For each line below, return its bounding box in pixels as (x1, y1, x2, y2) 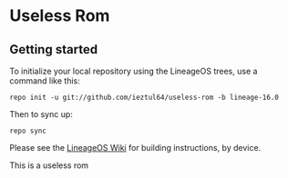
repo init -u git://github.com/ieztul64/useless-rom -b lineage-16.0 (9, 93, 280, 102)
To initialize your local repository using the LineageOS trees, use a (9, 65, 258, 76)
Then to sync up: (9, 109, 73, 119)
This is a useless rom (9, 160, 89, 171)
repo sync (9, 126, 47, 135)
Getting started (9, 42, 98, 57)
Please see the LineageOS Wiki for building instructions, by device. (9, 143, 262, 153)
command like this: (9, 75, 80, 86)
